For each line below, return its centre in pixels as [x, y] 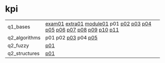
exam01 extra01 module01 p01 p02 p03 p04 [98, 24]
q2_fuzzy [18, 46]
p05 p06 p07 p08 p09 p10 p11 [82, 30]
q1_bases [19, 27]
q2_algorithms [24, 37]
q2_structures [24, 53]
